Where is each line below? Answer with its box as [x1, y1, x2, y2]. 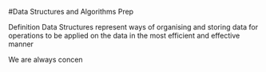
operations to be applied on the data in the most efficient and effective [8, 31, 240, 40]
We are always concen [8, 55, 83, 64]
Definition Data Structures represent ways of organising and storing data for [8, 22, 259, 31]
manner [8, 39, 34, 49]
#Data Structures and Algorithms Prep [8, 7, 134, 16]
